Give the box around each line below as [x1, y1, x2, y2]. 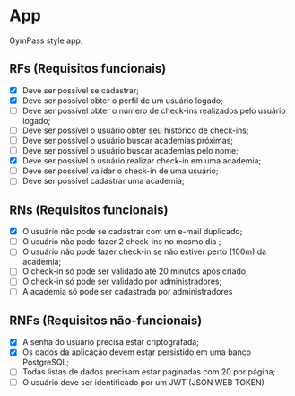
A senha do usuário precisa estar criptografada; [22, 337, 200, 348]
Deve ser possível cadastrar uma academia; [22, 176, 185, 187]
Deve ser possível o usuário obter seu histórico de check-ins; [22, 125, 249, 136]
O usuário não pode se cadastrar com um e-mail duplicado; [22, 226, 243, 237]
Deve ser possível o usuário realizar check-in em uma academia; [22, 155, 262, 166]
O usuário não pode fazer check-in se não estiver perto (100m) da [22, 246, 267, 257]
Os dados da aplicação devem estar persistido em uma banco [22, 347, 252, 357]
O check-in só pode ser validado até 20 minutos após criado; [22, 266, 248, 277]
